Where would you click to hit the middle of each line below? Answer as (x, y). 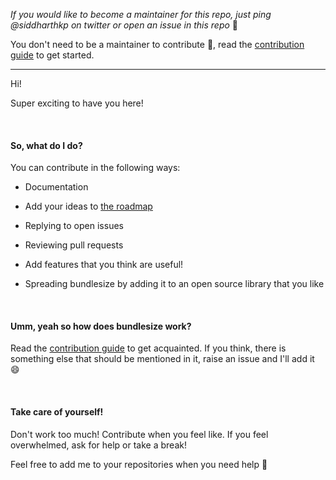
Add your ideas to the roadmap (88, 206)
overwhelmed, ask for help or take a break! (98, 445)
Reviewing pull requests (74, 245)
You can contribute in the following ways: (95, 168)
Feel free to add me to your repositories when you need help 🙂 (139, 464)
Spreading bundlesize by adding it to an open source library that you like (174, 284)
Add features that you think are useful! (104, 265)
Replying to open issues (74, 226)
